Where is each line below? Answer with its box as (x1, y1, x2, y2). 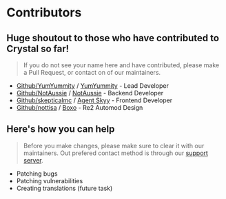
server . (23, 156, 44, 164)
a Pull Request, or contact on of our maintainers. (23, 69, 161, 76)
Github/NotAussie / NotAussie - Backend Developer (16, 89, 164, 97)
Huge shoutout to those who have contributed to (6, 32, 220, 44)
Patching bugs (16, 169, 58, 178)
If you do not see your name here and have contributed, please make (23, 61, 220, 69)
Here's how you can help (6, 124, 115, 135)
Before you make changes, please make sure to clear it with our (23, 141, 205, 150)
